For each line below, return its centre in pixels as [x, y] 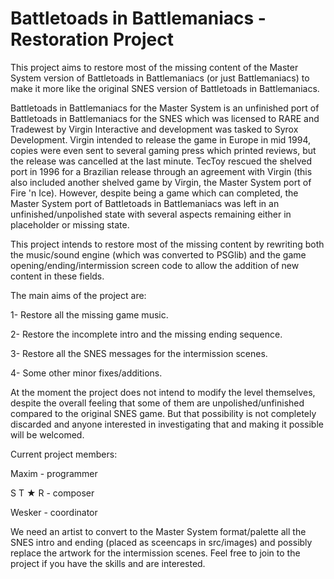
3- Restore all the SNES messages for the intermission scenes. [139, 353]
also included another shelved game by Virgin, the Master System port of [161, 182]
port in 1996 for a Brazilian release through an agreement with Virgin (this [161, 171]
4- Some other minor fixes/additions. [86, 373]
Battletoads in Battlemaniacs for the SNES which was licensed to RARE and [165, 118]
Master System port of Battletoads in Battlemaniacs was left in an [145, 203]
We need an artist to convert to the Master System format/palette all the [158, 531]
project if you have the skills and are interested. [108, 563]
